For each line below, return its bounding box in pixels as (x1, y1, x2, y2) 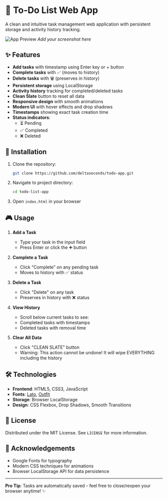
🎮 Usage (5, 213, 34, 222)
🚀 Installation (5, 148, 47, 156)
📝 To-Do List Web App (5, 5, 98, 16)
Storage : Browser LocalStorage (12, 396, 78, 402)
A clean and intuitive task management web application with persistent (5, 21, 151, 27)
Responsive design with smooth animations (12, 98, 103, 104)
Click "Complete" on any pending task (19, 264, 99, 270)
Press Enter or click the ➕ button (19, 244, 87, 251)
